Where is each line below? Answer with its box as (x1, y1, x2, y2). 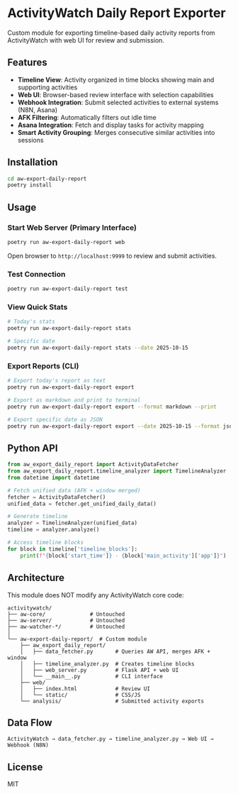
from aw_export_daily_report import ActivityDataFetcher (7, 461, 179, 468)
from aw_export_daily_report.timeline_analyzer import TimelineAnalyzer (7, 468, 227, 475)
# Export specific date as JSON (7, 416, 103, 423)
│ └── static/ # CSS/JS (20, 691, 141, 698)
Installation (7, 156, 58, 168)
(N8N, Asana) (17, 105, 58, 114)
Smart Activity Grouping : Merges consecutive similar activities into (17, 128, 215, 136)
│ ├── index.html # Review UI (20, 685, 151, 693)
